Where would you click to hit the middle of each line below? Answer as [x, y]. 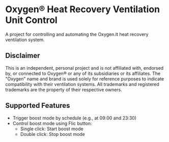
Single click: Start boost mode [52, 129]
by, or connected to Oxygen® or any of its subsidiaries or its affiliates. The [83, 73]
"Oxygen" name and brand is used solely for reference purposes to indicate [85, 79]
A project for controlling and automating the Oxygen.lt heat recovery [77, 34]
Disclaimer [23, 56]
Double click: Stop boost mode [52, 134]
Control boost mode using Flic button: [52, 123]
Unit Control [31, 20]
